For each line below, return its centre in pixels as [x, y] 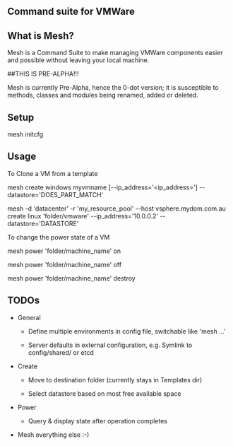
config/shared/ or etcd [61, 352]
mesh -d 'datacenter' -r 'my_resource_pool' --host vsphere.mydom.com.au [116, 209]
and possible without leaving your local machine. [78, 60]
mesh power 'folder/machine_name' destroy [71, 278]
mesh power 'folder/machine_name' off [65, 264]
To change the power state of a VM [59, 237]
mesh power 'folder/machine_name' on [64, 251]
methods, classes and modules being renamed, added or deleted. [103, 95]
